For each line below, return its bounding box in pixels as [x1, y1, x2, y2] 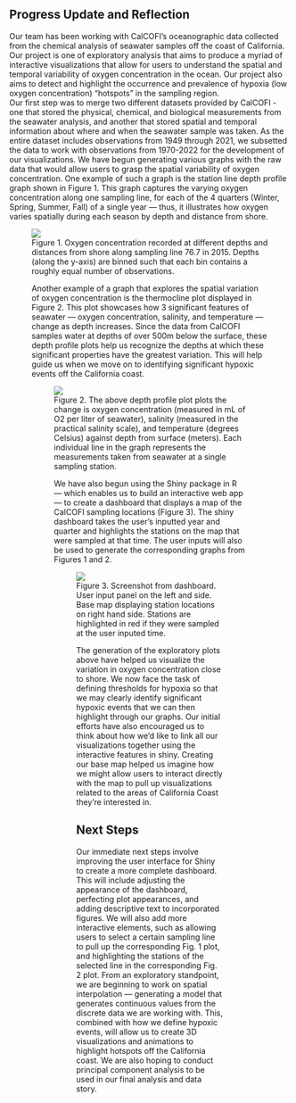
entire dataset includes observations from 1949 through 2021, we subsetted [9, 135, 288, 145]
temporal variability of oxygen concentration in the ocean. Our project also [9, 69, 283, 79]
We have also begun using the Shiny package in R [53, 477, 238, 489]
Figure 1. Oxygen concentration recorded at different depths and [31, 236, 268, 248]
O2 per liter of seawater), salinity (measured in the [53, 413, 239, 424]
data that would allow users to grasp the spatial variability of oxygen [9, 163, 260, 174]
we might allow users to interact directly [76, 767, 223, 779]
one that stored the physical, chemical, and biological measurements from [9, 106, 282, 117]
